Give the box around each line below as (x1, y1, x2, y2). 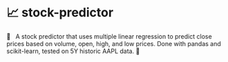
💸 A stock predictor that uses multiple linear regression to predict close (6, 32, 212, 41)
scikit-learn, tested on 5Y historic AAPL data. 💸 (6, 47, 140, 55)
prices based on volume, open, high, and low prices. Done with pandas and (6, 39, 222, 48)
